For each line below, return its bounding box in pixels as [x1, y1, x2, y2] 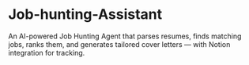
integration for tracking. [8, 48, 85, 57]
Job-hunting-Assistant [8, 5, 163, 23]
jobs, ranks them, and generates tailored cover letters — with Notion [8, 39, 231, 49]
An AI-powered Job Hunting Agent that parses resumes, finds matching [8, 31, 242, 41]
